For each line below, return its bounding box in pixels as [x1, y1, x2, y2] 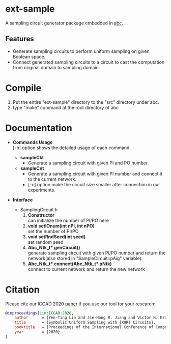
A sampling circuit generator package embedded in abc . [5, 20, 124, 26]
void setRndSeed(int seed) [27, 234, 85, 240]
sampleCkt [20, 154, 44, 160]
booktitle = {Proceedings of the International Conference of [14, 325, 154, 330]
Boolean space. [12, 53, 46, 60]
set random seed [27, 239, 64, 245]
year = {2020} [14, 329, 60, 335]
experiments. [27, 187, 55, 193]
